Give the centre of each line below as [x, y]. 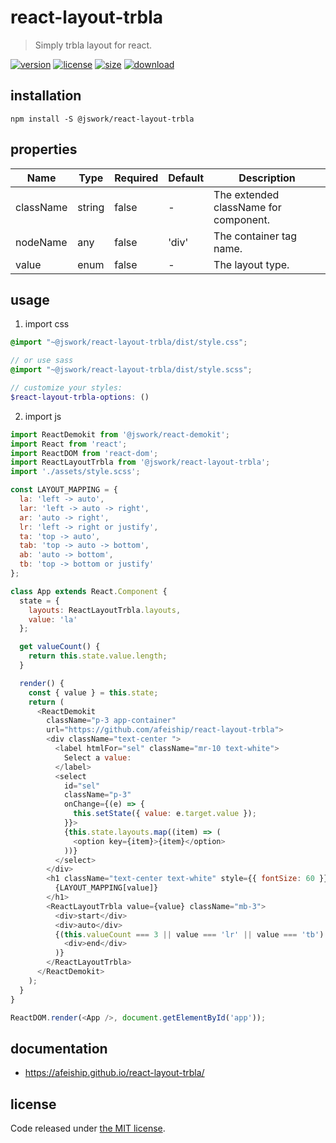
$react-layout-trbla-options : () [80, 397]
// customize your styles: [66, 388]
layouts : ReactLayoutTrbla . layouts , [105, 610]
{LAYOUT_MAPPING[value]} [106, 888]
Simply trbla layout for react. [93, 45]
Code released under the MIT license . [88, 1128]
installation [46, 96]
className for [247, 207]
